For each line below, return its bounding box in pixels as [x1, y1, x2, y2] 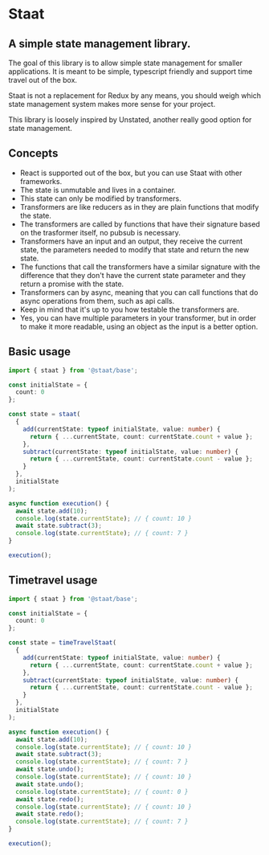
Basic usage [8, 345, 71, 358]
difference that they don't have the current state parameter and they [19, 270, 247, 280]
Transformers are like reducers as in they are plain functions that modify [19, 202, 259, 211]
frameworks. [19, 176, 63, 186]
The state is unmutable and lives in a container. [19, 185, 177, 194]
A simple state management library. [8, 37, 191, 51]
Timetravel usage [8, 574, 98, 587]
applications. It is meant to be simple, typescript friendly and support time [8, 67, 253, 76]
